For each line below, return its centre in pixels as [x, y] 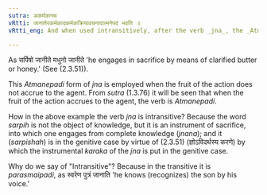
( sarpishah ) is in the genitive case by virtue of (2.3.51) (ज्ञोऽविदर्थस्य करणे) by [127, 142]
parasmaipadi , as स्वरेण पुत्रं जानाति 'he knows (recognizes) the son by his [122, 175]
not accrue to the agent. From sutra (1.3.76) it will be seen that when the [126, 93]
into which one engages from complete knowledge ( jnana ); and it [115, 134]
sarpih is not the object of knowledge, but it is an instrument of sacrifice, [127, 125]
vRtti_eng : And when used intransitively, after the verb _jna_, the [126, 30]
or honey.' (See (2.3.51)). [48, 69]
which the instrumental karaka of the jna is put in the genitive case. [118, 151]
